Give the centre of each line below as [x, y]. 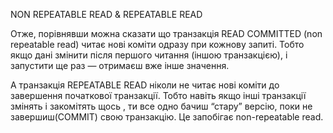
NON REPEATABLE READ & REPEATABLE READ [106, 14]
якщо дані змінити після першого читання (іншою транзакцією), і [149, 55]
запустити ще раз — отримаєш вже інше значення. [120, 65]
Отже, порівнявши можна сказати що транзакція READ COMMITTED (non [166, 33]
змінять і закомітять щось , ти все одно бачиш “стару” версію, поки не [161, 106]
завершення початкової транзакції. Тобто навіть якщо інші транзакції [158, 95]
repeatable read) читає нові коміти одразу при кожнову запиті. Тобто [157, 44]
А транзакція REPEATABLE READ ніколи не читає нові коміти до [145, 85]
